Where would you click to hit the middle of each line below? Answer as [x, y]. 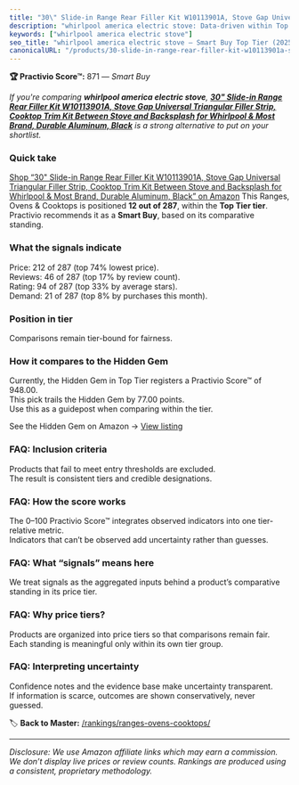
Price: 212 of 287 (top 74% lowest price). [84, 267]
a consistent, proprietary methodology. [81, 771]
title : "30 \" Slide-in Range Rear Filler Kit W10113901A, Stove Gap [139, 17]
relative [23, 530]
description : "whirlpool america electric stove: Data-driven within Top [149, 26]
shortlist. [25, 135]
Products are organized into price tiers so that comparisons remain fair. [140, 634]
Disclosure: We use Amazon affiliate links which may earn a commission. [144, 752]
